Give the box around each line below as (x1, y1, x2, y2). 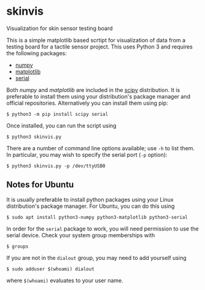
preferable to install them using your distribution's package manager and (6, 93, 190, 100)
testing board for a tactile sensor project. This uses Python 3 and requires (6, 43, 193, 50)
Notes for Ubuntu (6, 180, 74, 190)
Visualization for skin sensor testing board (6, 25, 113, 32)
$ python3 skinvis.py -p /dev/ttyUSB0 (6, 162, 106, 169)
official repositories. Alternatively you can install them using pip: (6, 99, 169, 107)
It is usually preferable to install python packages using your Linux (6, 196, 174, 203)
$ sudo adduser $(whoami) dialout (6, 265, 95, 272)
